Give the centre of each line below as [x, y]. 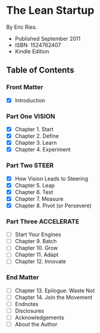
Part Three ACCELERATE [43, 221]
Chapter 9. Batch [36, 241]
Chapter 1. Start [34, 129]
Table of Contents [40, 70]
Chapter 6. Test [34, 192]
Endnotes [27, 304]
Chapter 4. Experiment [43, 150]
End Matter [23, 277]
